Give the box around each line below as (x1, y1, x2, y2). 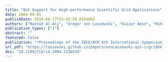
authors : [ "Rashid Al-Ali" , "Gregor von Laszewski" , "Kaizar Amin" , (5, 21, 151, 26)
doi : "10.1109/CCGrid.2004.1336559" (5, 49, 81, 54)
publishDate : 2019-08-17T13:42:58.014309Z (5, 16, 95, 21)
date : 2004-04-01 (5, 12, 41, 17)
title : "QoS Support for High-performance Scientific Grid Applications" (5, 7, 162, 12)
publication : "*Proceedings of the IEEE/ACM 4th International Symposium (5, 40, 162, 45)
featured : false (5, 35, 39, 40)
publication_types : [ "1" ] (5, 26, 59, 31)
